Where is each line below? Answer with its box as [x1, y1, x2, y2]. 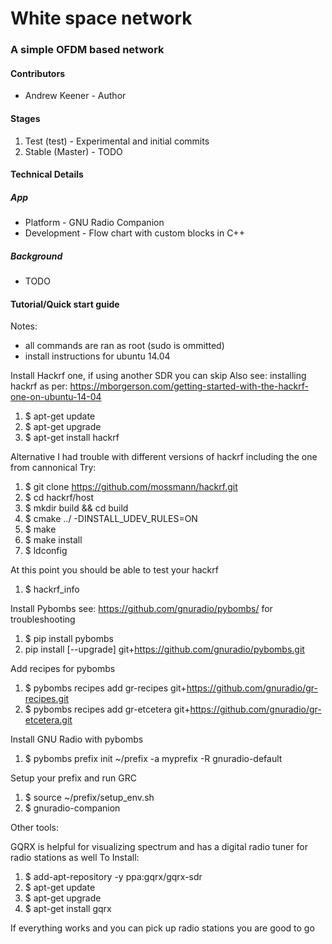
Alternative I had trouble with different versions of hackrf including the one [10, 451, 318, 463]
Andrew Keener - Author [24, 90, 127, 102]
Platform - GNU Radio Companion [24, 217, 165, 229]
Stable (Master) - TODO [24, 145, 123, 157]
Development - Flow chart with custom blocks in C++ [24, 227, 245, 239]
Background [10, 250, 63, 262]
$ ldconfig [24, 545, 68, 557]
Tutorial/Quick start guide [10, 298, 120, 310]
